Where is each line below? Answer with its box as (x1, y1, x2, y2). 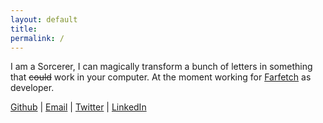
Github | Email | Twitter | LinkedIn (10, 101, 147, 113)
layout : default (10, 14, 78, 25)
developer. (10, 82, 55, 94)
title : (10, 24, 38, 34)
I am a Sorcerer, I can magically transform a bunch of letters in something (10, 61, 313, 73)
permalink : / (10, 33, 65, 43)
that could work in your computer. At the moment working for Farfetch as (10, 71, 312, 83)
